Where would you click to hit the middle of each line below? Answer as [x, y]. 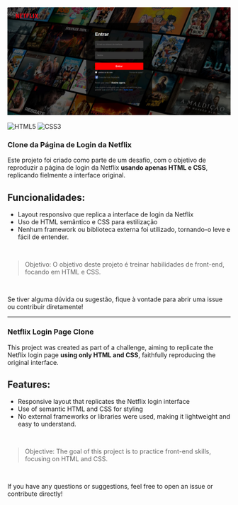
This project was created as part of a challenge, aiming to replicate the [110, 347]
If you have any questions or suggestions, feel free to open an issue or [110, 487]
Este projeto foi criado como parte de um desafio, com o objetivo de [107, 160]
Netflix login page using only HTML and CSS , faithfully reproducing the [112, 355]
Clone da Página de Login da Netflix [70, 145]
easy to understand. [47, 424]
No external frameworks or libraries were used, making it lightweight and [124, 417]
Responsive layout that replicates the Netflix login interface [103, 402]
